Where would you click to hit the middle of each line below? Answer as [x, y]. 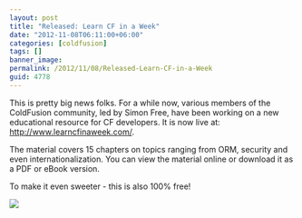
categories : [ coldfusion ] [58, 43]
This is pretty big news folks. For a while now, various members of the [140, 103]
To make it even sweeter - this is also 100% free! [100, 186]
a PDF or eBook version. [54, 168]
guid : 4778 [30, 77]
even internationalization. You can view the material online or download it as [151, 159]
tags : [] [26, 52]
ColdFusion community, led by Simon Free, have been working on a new [144, 112]
